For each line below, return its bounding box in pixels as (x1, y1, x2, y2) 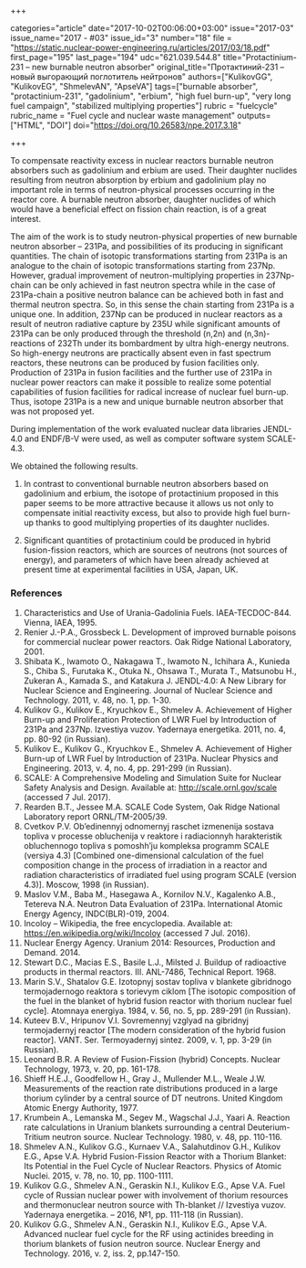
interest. (10, 214, 42, 224)
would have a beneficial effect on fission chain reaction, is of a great (10, 204, 267, 215)
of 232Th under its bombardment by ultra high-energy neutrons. (47, 338, 290, 348)
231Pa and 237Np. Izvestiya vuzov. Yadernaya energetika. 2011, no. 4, (23, 724, 286, 735)
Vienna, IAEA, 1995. (23, 618, 97, 629)
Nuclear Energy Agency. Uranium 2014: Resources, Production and (23, 937, 276, 948)
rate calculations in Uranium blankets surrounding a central (23, 1122, 246, 1133)
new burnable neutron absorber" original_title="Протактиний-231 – (31, 61, 285, 72)
